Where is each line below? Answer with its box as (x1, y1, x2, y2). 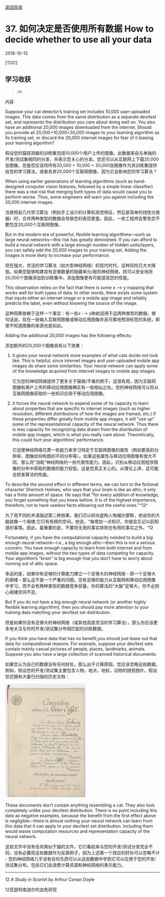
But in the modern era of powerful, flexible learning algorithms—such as (5, 231, 151, 237)
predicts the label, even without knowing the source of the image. (5, 300, 138, 306)
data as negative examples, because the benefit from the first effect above (5, 813, 156, 818)
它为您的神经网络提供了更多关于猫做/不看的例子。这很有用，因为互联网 (12, 378, 156, 384)
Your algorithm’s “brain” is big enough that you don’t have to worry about (5, 555, 153, 561)
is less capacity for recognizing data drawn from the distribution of (12, 426, 148, 432)
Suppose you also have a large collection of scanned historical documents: (5, 651, 157, 657)
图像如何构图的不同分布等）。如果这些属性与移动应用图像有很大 (25, 453, 152, 459)
